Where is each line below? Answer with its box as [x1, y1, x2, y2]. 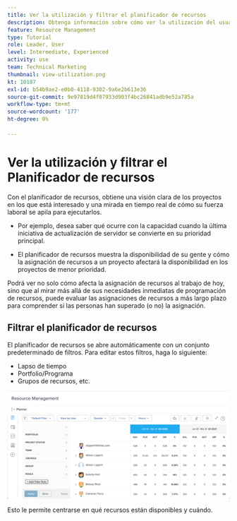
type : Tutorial [7, 34, 52, 41]
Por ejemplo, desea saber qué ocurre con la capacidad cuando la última [17, 221, 227, 229]
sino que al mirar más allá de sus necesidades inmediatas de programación [7, 286, 226, 294]
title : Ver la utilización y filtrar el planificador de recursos [7, 11, 207, 18]
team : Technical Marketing [7, 64, 87, 71]
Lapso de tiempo [17, 361, 67, 370]
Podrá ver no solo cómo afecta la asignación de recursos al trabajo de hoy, [7, 279, 225, 287]
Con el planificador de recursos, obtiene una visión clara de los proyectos [7, 193, 222, 201]
